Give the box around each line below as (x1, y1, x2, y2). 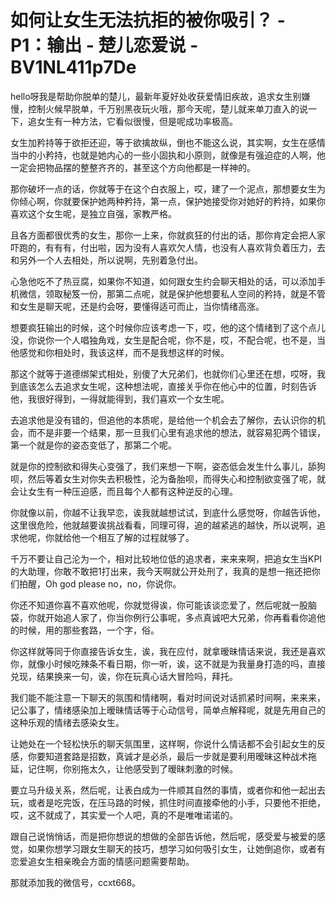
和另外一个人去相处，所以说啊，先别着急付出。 (10, 254, 203, 266)
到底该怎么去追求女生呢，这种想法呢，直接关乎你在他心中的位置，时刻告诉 (10, 380, 317, 392)
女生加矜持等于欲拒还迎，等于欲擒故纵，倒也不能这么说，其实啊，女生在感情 (10, 136, 326, 148)
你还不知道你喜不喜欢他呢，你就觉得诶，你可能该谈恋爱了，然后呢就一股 (10, 599, 308, 611)
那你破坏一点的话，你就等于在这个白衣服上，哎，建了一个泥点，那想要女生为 (10, 182, 326, 195)
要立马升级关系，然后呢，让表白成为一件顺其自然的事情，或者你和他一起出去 (10, 784, 326, 796)
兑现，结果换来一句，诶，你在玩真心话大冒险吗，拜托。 (10, 670, 238, 682)
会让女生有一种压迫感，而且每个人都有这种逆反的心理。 (10, 485, 238, 497)
